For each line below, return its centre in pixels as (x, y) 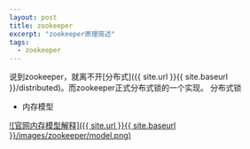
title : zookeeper (41, 26)
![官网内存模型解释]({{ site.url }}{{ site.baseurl (93, 126)
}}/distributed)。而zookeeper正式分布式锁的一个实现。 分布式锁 (125, 88)
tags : (19, 42)
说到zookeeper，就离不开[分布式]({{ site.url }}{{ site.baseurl (119, 77)
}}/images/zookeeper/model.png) (70, 136)
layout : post (33, 17)
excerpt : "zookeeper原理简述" (62, 34)
